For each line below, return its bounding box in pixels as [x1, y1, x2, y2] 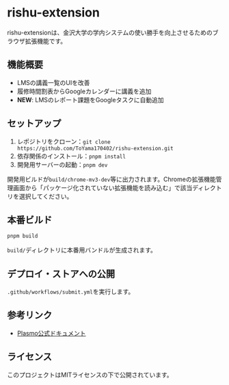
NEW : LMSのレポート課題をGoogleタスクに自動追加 [16, 95, 164, 104]
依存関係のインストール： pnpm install [16, 152, 126, 160]
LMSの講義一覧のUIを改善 [16, 78, 90, 86]
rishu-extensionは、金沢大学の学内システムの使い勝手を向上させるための [7, 28, 213, 36]
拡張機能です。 [25, 36, 67, 45]
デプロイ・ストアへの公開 [7, 268, 115, 279]
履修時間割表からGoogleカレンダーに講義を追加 [16, 87, 152, 95]
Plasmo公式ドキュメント [16, 329, 87, 337]
